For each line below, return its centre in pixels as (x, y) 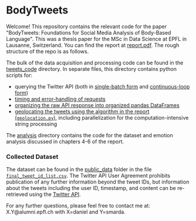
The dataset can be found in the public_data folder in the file (79, 169)
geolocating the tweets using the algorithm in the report (82, 111)
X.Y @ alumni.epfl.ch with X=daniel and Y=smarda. (66, 212)
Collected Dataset (32, 157)
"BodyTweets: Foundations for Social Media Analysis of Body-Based (89, 32)
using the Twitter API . (55, 195)
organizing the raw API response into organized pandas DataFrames (97, 105)
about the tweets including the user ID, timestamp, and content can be (91, 188)
